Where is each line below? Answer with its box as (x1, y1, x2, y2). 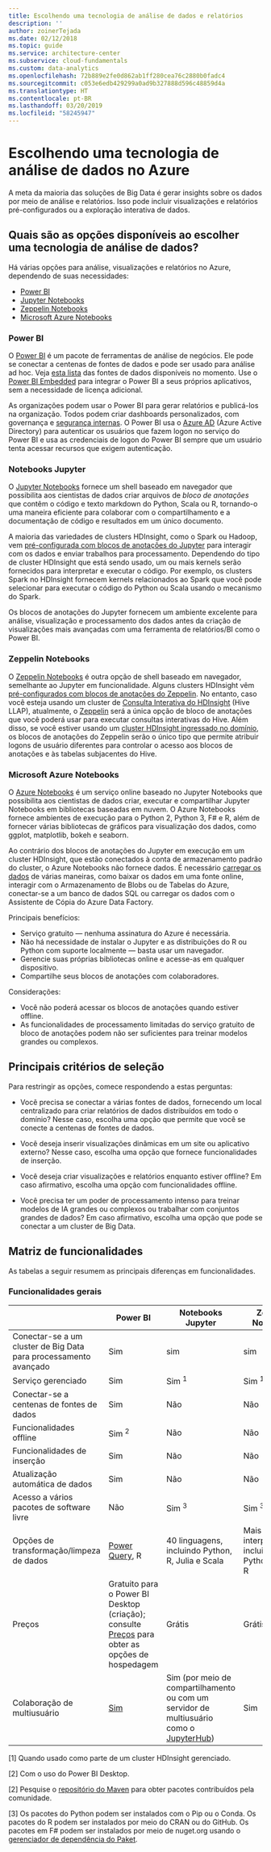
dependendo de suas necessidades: (8, 271, 129, 281)
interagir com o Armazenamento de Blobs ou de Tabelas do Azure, (8, 880, 230, 890)
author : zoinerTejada (8, 27, 81, 35)
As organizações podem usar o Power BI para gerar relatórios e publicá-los (8, 401, 259, 411)
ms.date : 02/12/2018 (8, 34, 78, 43)
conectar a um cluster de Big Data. (19, 1221, 135, 1231)
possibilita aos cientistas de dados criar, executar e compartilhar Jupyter (8, 795, 250, 805)
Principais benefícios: (8, 912, 81, 922)
